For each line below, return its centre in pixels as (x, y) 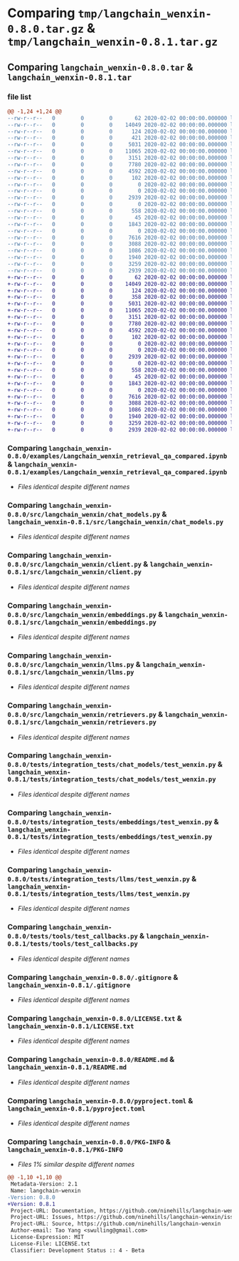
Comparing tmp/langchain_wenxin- (110, 13)
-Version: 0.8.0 (31, 1197)
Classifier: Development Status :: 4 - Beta (77, 1250)
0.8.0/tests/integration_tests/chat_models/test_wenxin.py (112, 765)
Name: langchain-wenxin (46, 1190)
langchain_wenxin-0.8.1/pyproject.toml (76, 1108)
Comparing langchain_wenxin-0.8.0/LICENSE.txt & (95, 1018)
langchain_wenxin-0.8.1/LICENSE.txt (71, 1026)
